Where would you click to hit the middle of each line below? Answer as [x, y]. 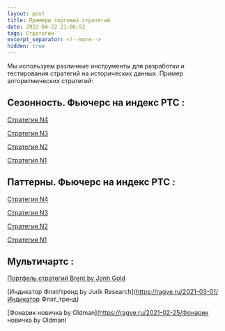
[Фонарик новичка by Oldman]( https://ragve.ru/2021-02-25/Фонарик [108, 313]
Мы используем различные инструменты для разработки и [96, 66]
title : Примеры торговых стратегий [59, 20]
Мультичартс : [41, 262]
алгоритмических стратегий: [51, 81]
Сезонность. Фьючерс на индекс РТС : [96, 103]
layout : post [26, 14]
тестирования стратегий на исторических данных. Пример [95, 73]
